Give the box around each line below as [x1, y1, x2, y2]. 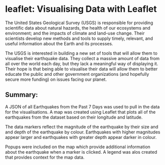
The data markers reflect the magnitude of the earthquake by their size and [5, 124, 159, 130]
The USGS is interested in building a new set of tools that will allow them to [5, 50, 158, 56]
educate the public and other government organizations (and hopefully [5, 71, 149, 77]
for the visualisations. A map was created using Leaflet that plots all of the [5, 109, 156, 115]
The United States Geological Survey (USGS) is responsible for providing [5, 20, 153, 26]
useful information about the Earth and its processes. [5, 40, 114, 46]
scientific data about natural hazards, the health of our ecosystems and [5, 25, 151, 31]
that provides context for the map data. [5, 154, 85, 160]
